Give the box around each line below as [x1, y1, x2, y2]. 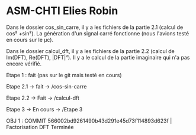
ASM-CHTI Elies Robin [6, 4, 118, 18]
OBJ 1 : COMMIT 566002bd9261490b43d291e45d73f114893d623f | [6, 117, 172, 124]
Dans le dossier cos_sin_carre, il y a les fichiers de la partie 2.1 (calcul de [6, 24, 184, 31]
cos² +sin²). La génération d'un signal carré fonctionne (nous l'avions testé [6, 29, 189, 37]
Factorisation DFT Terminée [6, 123, 74, 130]
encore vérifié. [6, 60, 42, 67]
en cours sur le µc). [6, 36, 54, 43]
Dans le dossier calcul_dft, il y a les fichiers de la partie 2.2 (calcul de [6, 47, 175, 54]
